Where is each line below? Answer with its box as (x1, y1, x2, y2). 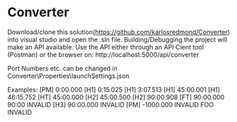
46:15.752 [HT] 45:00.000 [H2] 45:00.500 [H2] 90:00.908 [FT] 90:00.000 (7, 93, 225, 101)
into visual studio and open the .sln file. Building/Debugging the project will (7, 35, 228, 43)
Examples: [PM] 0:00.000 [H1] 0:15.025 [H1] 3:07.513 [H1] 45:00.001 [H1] (7, 85, 221, 94)
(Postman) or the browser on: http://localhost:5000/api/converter (7, 50, 200, 59)
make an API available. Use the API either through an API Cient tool (7, 43, 204, 51)
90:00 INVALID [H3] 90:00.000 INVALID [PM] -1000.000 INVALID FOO (7, 100, 214, 109)
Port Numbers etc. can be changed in (7, 64, 118, 72)
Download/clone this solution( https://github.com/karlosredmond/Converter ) (7, 28, 231, 36)
